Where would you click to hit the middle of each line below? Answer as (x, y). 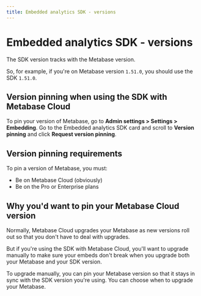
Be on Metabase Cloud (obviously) (59, 180)
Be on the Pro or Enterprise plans (57, 187)
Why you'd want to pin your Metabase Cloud (93, 206)
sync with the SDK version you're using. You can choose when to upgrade (100, 280)
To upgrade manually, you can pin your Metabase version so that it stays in (101, 274)
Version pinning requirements (64, 154)
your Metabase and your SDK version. (54, 262)
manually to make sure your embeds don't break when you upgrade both (98, 255)
